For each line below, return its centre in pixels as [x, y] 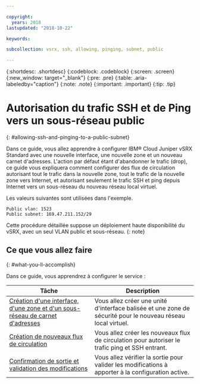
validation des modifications [49, 368]
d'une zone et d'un [35, 308]
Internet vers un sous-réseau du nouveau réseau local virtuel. [82, 187]
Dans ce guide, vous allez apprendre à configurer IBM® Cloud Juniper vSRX [99, 149]
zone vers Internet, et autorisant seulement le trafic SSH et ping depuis [93, 180]
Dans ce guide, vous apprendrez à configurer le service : [76, 276]
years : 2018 [26, 22]
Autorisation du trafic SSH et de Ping [99, 108]
